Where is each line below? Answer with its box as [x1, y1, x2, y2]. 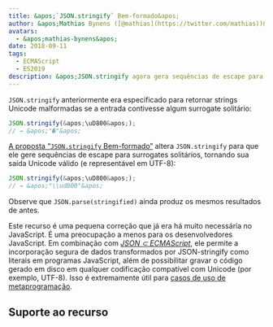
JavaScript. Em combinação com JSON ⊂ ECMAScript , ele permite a [8, 238, 239, 248]
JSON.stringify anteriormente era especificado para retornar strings [8, 94, 238, 104]
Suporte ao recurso [8, 305, 109, 319]
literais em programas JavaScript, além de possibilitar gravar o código [8, 255, 243, 265]
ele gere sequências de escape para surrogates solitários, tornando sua [8, 150, 249, 159]
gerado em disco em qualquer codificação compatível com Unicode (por [8, 264, 252, 274]
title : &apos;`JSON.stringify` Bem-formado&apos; [8, 11, 180, 20]
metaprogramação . [8, 281, 73, 291]
